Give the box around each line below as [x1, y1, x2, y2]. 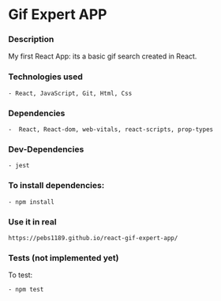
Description [8, 34, 54, 45]
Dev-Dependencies [8, 144, 84, 155]
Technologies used [8, 71, 83, 82]
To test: [8, 270, 33, 280]
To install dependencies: [8, 180, 105, 191]
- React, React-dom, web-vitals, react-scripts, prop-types [8, 126, 214, 134]
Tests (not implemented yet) [8, 252, 119, 263]
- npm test [8, 286, 44, 294]
